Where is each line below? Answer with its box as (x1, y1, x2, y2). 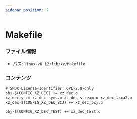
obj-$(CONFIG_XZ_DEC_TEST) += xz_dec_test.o (5, 109, 101, 114)
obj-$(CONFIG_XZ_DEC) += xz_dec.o (5, 91, 78, 96)
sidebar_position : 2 (5, 7, 49, 13)
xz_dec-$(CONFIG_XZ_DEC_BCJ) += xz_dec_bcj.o (5, 100, 103, 105)
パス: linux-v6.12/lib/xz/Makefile (12, 61, 86, 67)
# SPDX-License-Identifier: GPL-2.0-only (5, 86, 94, 91)
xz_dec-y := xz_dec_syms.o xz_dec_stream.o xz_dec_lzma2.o (5, 95, 132, 101)
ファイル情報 (5, 48, 37, 55)
